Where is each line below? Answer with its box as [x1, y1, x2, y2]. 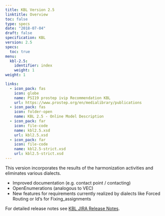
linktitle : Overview [5, 12, 48, 17]
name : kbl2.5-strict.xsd [14, 146, 66, 151]
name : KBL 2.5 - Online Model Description [14, 114, 104, 119]
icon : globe [14, 90, 39, 95]
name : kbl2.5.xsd [14, 128, 50, 133]
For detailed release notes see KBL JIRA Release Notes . [5, 205, 120, 211]
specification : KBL [5, 35, 46, 40]
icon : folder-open [14, 109, 52, 114]
